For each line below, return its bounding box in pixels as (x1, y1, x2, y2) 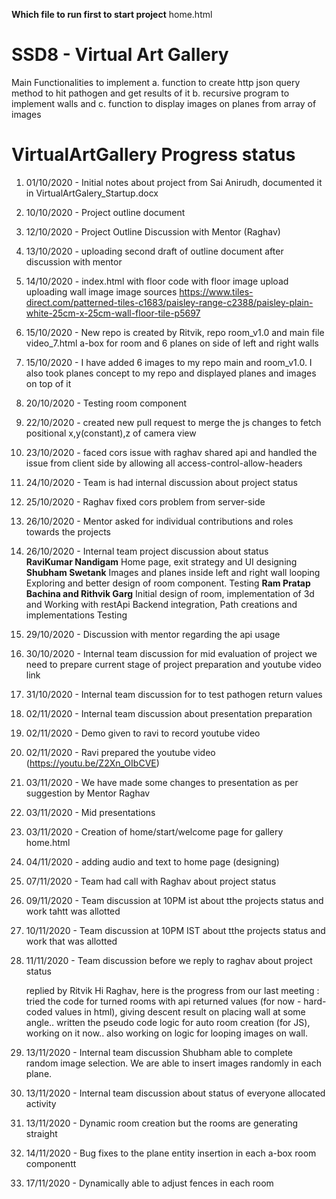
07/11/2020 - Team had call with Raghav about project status (25, 875, 277, 887)
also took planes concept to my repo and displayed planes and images (25, 367, 317, 379)
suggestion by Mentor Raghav (25, 787, 151, 799)
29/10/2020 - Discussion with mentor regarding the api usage (25, 628, 281, 640)
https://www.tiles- (179, 285, 254, 298)
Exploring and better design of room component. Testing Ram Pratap (25, 577, 311, 589)
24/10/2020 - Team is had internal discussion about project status (25, 476, 298, 488)
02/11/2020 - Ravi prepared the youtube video (25, 746, 216, 758)
